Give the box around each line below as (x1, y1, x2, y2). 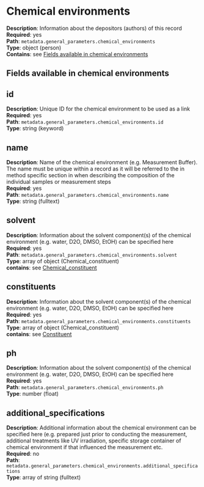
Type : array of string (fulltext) (6, 474, 81, 481)
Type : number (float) (6, 390, 59, 398)
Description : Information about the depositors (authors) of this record (6, 24, 182, 32)
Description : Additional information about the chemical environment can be (6, 424, 197, 431)
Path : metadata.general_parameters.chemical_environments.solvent (6, 251, 177, 258)
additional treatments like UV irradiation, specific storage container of (6, 437, 181, 444)
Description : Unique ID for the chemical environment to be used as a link (6, 105, 191, 112)
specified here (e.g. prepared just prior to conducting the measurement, (6, 431, 188, 438)
